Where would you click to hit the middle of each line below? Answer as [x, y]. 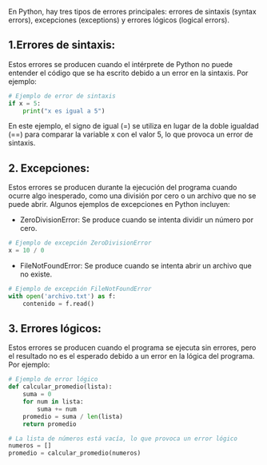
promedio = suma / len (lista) [73, 416]
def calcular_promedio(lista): [60, 387]
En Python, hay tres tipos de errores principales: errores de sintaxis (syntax [133, 12]
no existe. [36, 274]
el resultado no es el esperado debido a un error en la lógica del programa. [132, 356]
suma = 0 [37, 395]
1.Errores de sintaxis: [62, 45]
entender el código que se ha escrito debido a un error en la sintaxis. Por [128, 73]
